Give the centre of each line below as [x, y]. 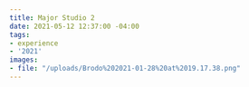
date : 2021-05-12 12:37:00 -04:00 [75, 26]
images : [24, 60]
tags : [19, 34]
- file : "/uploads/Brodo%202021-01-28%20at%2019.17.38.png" [125, 69]
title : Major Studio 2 [52, 18]
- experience [34, 43]
